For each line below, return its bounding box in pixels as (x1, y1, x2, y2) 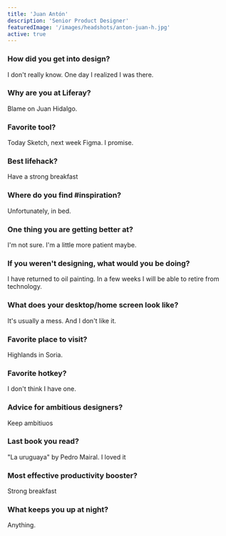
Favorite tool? (7, 122, 56, 132)
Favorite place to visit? (7, 334, 88, 344)
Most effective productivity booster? (7, 470, 138, 480)
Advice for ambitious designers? (7, 402, 123, 412)
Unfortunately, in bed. (7, 207, 71, 215)
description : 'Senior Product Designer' (7, 17, 130, 24)
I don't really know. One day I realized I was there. (7, 70, 154, 79)
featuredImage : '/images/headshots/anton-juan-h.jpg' (7, 24, 171, 31)
